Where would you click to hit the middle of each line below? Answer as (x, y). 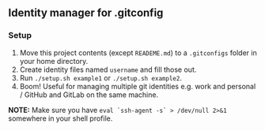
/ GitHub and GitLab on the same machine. (89, 95)
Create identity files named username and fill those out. (108, 69)
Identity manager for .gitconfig (86, 13)
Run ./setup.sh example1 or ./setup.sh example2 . (100, 77)
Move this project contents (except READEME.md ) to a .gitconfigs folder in (138, 52)
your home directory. (54, 61)
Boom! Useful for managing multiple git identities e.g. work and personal (138, 86)
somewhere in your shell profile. (61, 118)
